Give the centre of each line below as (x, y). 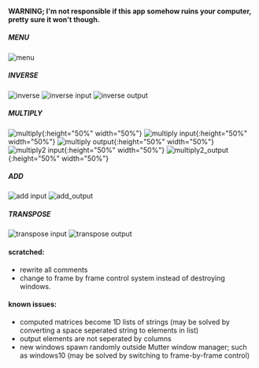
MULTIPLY (26, 113)
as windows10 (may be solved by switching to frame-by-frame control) (135, 355)
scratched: (26, 252)
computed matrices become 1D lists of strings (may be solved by (125, 322)
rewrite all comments (54, 269)
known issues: (33, 304)
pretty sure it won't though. (54, 19)
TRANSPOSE (30, 214)
